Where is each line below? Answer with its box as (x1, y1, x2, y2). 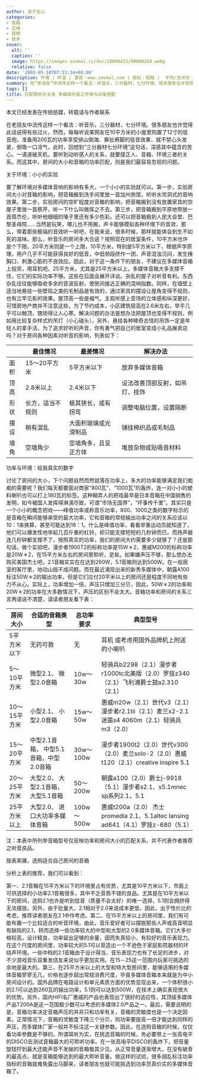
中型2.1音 (30, 736, 57, 744)
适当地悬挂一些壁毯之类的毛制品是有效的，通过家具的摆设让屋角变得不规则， (6, 287, 193, 294)
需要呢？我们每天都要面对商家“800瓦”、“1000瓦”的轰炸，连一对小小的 (16, 484, 188, 491)
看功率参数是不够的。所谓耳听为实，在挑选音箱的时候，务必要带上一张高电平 (6, 1030, 193, 1037)
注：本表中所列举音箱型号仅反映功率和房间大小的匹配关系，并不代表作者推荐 (6, 837, 193, 844)
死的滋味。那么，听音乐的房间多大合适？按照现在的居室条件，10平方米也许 (6, 235, 188, 242)
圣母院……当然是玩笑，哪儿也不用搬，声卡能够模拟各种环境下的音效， (11, 220, 182, 227)
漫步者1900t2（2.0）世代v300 (101, 740, 188, 748)
